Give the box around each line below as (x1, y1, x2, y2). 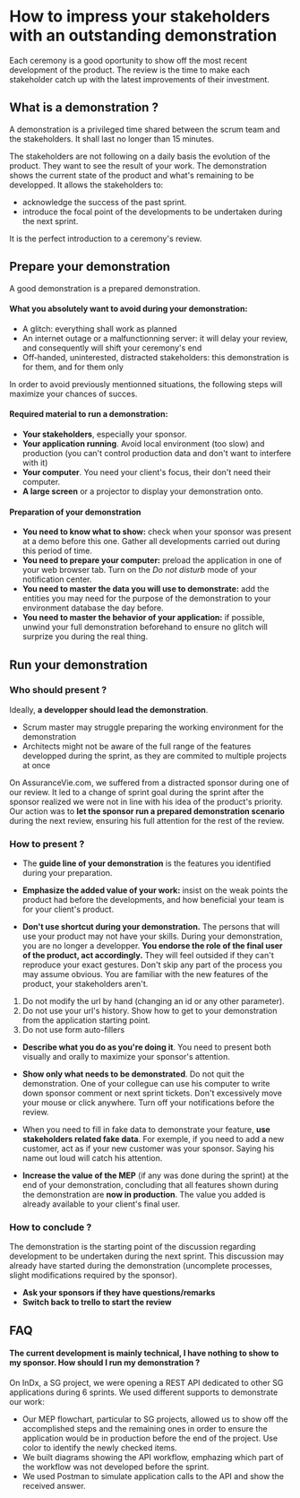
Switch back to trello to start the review (21, 1297, 172, 1308)
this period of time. (21, 545, 92, 557)
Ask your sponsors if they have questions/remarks (21, 1287, 216, 1298)
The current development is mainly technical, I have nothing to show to (9, 1347, 279, 1359)
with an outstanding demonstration (9, 25, 278, 46)
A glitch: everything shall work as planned (21, 323, 177, 333)
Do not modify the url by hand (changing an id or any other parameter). (21, 996, 285, 1007)
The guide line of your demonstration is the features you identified (21, 858, 271, 869)
